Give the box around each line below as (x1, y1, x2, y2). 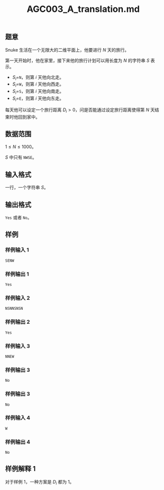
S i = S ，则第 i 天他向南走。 (12, 88, 64, 95)
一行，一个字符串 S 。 (5, 185, 49, 191)
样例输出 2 (5, 319, 30, 326)
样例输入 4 (5, 415, 31, 421)
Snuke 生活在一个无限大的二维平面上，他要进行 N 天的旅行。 (5, 47, 129, 53)
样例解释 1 (5, 465, 36, 473)
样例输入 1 (5, 247, 29, 254)
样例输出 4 (5, 438, 31, 445)
